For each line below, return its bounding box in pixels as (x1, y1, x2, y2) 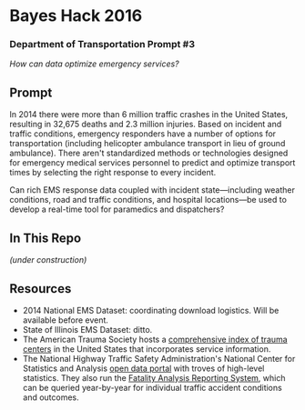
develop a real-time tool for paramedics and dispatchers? (9, 204, 225, 215)
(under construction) (9, 255, 87, 265)
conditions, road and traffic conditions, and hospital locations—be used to (9, 195, 287, 205)
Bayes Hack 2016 (9, 5, 143, 26)
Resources (9, 281, 72, 296)
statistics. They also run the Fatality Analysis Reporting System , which (22, 372, 286, 383)
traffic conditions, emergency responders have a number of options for (9, 128, 276, 139)
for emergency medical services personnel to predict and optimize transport (9, 157, 296, 168)
